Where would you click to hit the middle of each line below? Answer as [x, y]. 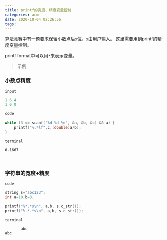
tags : [11, 24]
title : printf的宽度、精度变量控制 [38, 10]
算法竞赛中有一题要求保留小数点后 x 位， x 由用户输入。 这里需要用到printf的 [81, 39]
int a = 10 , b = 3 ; [20, 197]
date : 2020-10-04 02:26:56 [33, 19]
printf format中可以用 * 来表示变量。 [41, 56]
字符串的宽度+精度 [27, 173]
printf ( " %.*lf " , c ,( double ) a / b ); [48, 128]
